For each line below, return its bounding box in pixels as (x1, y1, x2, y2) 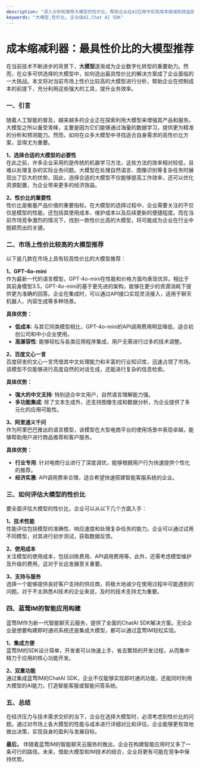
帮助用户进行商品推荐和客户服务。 (11, 434, 95, 441)
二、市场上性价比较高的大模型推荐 (6, 240, 104, 249)
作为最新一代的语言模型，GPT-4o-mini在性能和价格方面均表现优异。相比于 (6, 276, 189, 283)
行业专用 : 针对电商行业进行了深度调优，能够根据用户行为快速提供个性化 (14, 459, 190, 466)
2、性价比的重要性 (6, 194, 52, 201)
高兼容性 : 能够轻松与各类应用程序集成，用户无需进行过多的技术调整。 (14, 338, 185, 345)
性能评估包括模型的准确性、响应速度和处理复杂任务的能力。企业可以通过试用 (6, 525, 194, 533)
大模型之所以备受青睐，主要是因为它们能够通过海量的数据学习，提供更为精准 (6, 124, 194, 131)
